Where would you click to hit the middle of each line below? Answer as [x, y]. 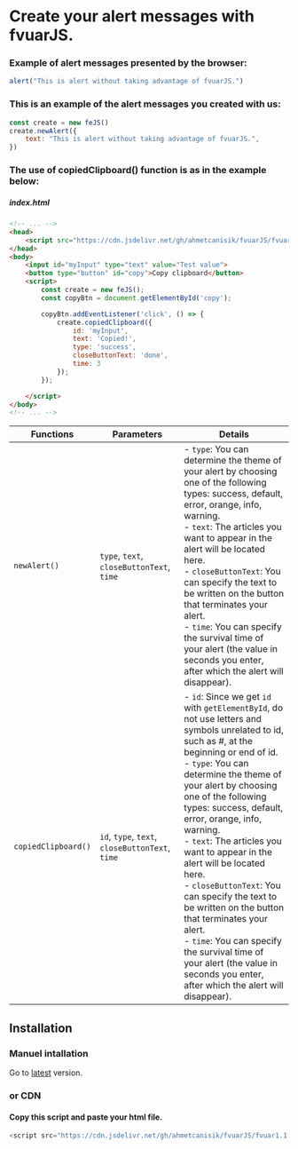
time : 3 [86, 364]
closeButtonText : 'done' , [120, 356]
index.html [30, 202]
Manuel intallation [49, 1053]
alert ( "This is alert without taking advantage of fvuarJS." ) [126, 82]
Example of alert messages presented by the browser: [128, 63]
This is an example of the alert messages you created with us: [145, 104]
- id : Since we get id [227, 697]
